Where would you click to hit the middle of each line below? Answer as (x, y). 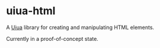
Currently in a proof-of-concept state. (52, 39)
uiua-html (31, 11)
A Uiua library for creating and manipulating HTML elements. (80, 27)
